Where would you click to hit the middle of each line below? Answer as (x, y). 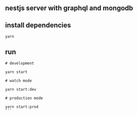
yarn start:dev (21, 90)
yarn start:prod (22, 107)
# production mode (24, 98)
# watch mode (19, 81)
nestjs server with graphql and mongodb (69, 8)
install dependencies (38, 25)
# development (20, 63)
